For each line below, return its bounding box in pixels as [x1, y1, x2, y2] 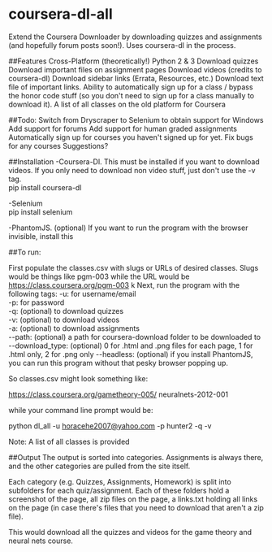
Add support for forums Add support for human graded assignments [8, 124, 238, 133]
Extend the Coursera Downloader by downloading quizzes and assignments [8, 32, 262, 41]
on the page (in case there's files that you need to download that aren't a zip [8, 502, 264, 512]
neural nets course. [8, 536, 73, 545]
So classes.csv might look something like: [8, 373, 149, 383]
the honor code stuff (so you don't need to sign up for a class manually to [8, 90, 254, 100]
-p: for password [8, 298, 65, 307]
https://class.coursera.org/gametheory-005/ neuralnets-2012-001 [8, 389, 229, 399]
